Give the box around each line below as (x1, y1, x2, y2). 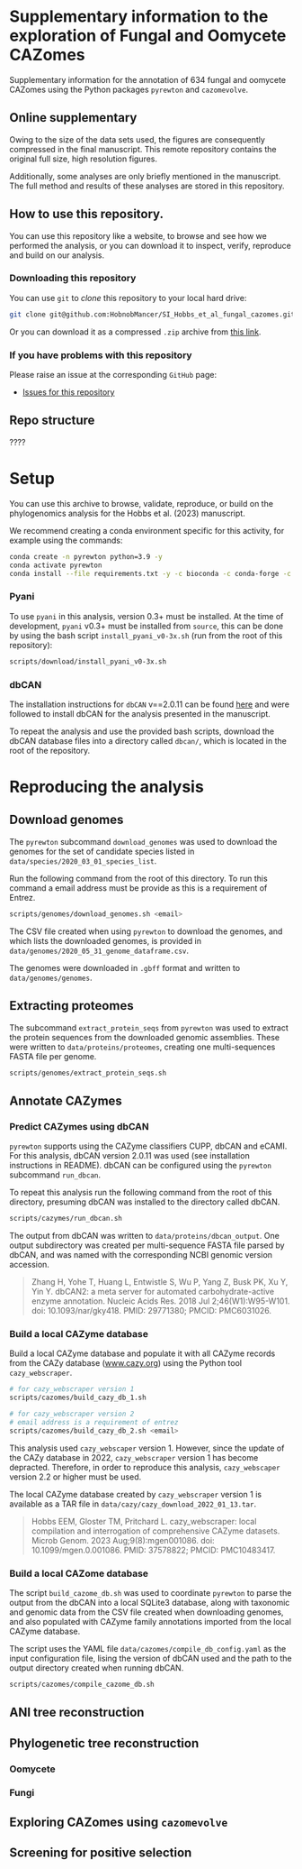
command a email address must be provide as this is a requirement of (9, 882, 268, 893)
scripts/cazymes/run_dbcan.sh (9, 1214, 123, 1223)
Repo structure (9, 413, 95, 428)
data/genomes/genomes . (9, 972, 93, 983)
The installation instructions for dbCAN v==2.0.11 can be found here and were (9, 699, 290, 710)
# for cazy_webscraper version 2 (9, 1409, 135, 1419)
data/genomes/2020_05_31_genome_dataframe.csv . (9, 945, 190, 956)
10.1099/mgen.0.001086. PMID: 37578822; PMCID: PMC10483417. (31, 1544, 276, 1555)
